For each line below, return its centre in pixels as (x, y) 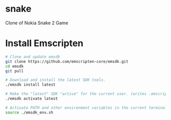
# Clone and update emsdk (33, 57)
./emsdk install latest (31, 85)
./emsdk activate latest (32, 99)
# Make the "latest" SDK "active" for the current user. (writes (76, 94)
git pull (15, 71)
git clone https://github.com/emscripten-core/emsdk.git (67, 61)
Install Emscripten (44, 43)
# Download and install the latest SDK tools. (55, 80)
